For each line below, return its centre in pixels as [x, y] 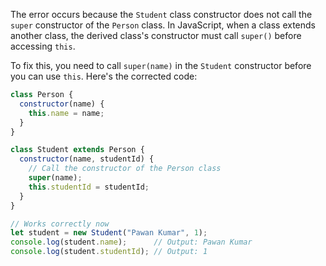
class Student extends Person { [77, 150]
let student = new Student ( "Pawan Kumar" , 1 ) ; [109, 233]
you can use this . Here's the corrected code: [104, 76]
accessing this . [43, 46]
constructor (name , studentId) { [87, 159]
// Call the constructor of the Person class [125, 169]
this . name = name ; [66, 113]
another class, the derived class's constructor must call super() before [156, 35]
